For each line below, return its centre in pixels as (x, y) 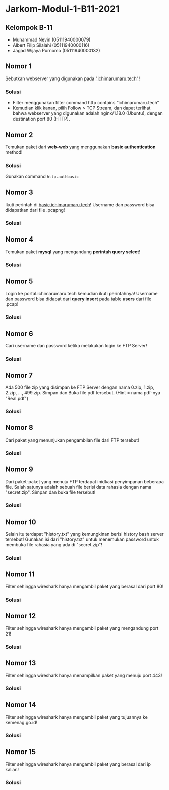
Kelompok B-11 (29, 28)
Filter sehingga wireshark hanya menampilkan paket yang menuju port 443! (84, 675)
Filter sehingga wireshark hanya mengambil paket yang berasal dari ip (78, 764)
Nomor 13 (21, 663)
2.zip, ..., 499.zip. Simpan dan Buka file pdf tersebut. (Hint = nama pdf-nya (83, 392)
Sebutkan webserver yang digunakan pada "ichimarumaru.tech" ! (73, 78)
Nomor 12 (21, 616)
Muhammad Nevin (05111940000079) (51, 39)
